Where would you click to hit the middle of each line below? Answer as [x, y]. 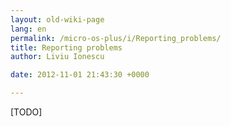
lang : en [28, 29]
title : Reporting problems [66, 47]
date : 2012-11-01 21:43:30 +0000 [80, 75]
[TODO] [26, 112]
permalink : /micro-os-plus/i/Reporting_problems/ [116, 38]
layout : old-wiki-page [57, 19]
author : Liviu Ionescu [57, 57]
